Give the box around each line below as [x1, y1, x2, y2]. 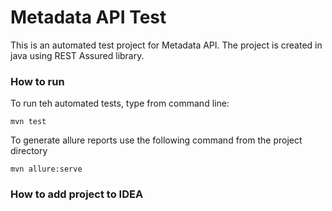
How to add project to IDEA [10, 187, 144, 201]
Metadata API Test [10, 6, 167, 29]
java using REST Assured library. [10, 49, 145, 61]
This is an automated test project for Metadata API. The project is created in [10, 39, 323, 51]
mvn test [10, 117, 47, 127]
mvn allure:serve [10, 164, 83, 175]
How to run [10, 74, 65, 88]
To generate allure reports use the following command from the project [10, 134, 303, 146]
